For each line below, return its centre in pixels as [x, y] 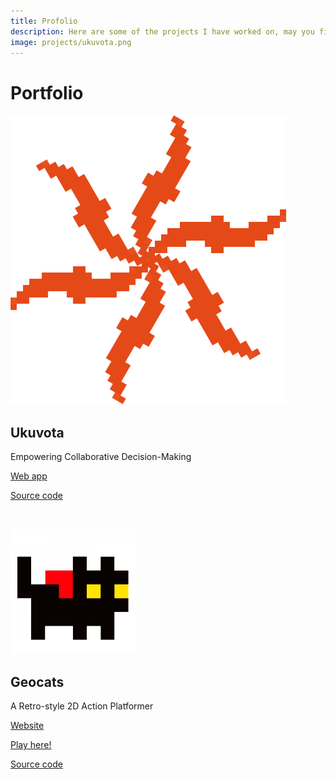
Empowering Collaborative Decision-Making [101, 457]
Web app [29, 476]
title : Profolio [44, 21]
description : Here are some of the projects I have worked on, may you [162, 31]
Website [27, 725]
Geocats [37, 681]
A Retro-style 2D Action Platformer [82, 706]
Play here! [31, 744]
